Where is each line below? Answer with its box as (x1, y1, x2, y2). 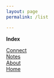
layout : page (6, 8, 38, 15)
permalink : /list (6, 14, 49, 20)
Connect (6, 46, 27, 53)
